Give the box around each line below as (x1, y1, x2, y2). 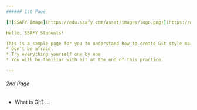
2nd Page (6, 80, 30, 87)
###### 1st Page (6, 8, 46, 15)
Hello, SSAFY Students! (6, 30, 64, 36)
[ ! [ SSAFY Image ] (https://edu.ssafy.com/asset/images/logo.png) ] (6, 19, 167, 25)
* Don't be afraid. (6, 46, 54, 52)
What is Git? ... (14, 98, 50, 106)
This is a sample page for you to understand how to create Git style (6, 41, 182, 46)
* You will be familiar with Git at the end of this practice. (6, 57, 164, 63)
